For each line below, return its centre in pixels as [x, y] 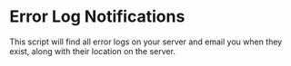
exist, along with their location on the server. [92, 51]
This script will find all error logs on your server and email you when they [146, 42]
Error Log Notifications [97, 17]
